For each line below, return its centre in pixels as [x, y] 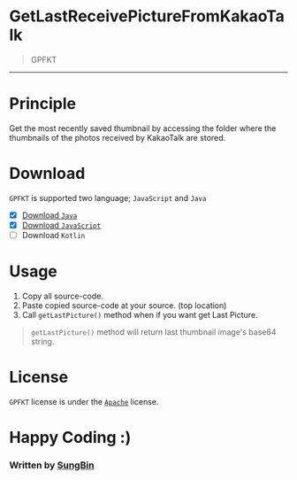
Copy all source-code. [62, 296]
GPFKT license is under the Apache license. [84, 401]
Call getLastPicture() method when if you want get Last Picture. [140, 314]
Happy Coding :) [70, 438]
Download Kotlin [53, 235]
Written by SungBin [52, 465]
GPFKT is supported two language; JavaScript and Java [108, 197]
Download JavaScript [61, 225]
